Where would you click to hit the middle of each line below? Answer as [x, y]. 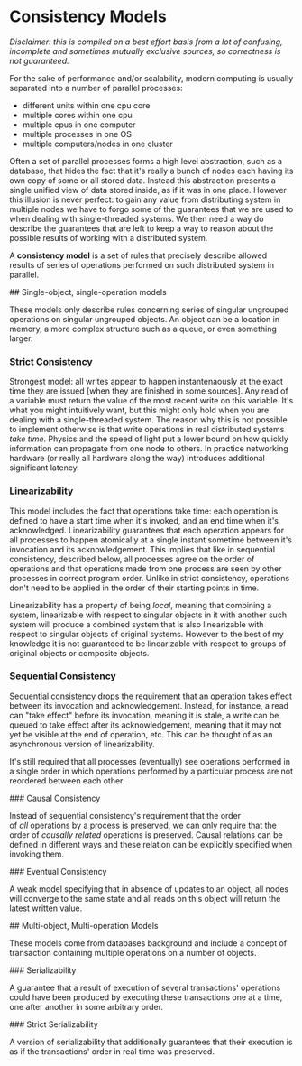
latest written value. [46, 908]
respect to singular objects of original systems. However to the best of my [146, 634]
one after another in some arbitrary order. [87, 1006]
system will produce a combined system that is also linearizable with [137, 624]
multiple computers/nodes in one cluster [97, 144]
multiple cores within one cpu [77, 115]
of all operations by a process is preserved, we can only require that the [143, 825]
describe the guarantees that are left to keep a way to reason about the [142, 228]
